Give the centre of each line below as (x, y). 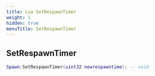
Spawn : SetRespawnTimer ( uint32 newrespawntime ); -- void (77, 67)
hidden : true (23, 23)
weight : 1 (19, 17)
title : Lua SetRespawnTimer (41, 12)
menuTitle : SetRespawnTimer (41, 29)
